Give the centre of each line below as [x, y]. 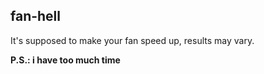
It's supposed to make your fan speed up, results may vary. [132, 40]
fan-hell [36, 16]
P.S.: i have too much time [65, 60]
